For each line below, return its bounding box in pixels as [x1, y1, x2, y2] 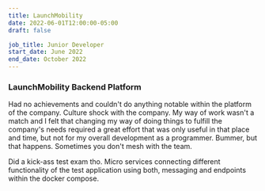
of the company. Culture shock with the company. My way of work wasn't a [8, 108, 255, 117]
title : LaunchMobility [8, 11, 83, 20]
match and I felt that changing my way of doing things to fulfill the [8, 117, 223, 126]
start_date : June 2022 [8, 48, 83, 56]
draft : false [8, 26, 51, 34]
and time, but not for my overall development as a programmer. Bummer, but [8, 133, 258, 143]
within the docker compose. [8, 174, 100, 183]
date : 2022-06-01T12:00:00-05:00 [8, 19, 119, 27]
